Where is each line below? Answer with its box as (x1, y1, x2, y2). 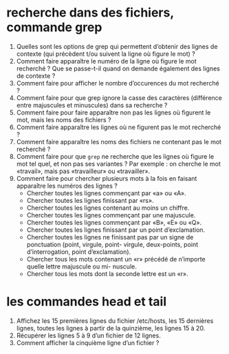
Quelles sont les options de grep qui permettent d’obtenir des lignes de (16, 42, 218, 50)
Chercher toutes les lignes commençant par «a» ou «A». (26, 188, 186, 197)
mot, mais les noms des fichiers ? (16, 115, 111, 124)
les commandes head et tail (6, 294, 166, 310)
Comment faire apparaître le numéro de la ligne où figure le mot (16, 57, 197, 65)
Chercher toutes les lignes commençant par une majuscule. (26, 210, 196, 219)
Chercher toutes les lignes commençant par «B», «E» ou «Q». (26, 218, 202, 226)
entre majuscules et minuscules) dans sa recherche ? (16, 101, 168, 109)
